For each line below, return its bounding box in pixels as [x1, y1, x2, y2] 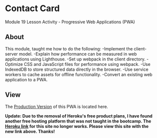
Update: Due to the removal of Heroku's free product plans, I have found [5, 113, 153, 119]
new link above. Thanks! [5, 128, 55, 134]
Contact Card [5, 3, 60, 14]
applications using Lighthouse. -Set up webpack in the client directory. [5, 56, 146, 62]
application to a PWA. [5, 77, 48, 82]
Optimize [5, 61, 23, 67]
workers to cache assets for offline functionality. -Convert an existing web [5, 71, 153, 77]
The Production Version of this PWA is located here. [5, 104, 108, 109]
